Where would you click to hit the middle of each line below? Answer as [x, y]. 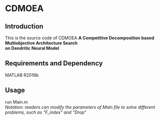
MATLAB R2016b [22, 75]
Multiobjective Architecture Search [41, 43]
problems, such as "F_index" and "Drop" [46, 112]
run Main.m [17, 102]
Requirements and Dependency [54, 63]
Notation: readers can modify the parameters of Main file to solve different [80, 107]
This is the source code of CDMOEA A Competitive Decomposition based [80, 38]
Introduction [24, 26]
